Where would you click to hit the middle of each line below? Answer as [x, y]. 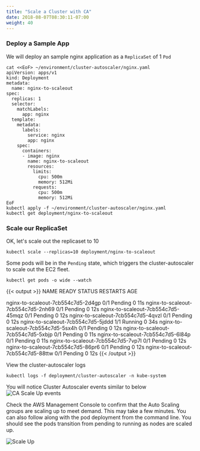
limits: [42, 171]
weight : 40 [20, 23]
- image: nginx [41, 156]
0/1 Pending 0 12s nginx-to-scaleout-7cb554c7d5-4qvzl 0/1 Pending [108, 315]
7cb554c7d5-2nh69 [30, 309]
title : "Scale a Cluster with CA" [49, 12]
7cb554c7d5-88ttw [30, 353]
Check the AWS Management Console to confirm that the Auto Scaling [93, 405]
